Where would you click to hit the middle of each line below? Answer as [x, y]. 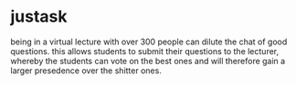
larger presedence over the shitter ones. [86, 71]
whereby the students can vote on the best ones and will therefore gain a [148, 61]
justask [39, 17]
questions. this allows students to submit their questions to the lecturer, [145, 51]
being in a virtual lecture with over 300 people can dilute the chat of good [149, 42]
